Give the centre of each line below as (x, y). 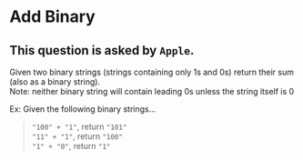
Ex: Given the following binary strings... (83, 109)
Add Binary (52, 17)
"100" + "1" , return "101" (79, 126)
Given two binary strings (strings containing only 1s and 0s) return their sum (151, 72)
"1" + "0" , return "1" (71, 146)
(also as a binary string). (55, 82)
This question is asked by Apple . (102, 50)
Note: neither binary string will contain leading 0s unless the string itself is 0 (152, 91)
